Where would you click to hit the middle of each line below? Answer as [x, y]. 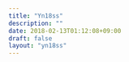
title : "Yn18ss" [36, 16]
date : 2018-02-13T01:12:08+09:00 [65, 31]
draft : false [30, 38]
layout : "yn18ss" [38, 46]
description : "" [36, 23]
